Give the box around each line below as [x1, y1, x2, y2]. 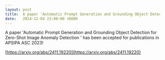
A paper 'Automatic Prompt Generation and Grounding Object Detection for [5, 30, 157, 36]
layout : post [5, 7, 32, 12]
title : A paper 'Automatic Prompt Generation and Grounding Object [5, 12, 148, 17]
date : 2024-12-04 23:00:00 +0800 [5, 16, 78, 21]
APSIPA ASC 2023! [5, 40, 44, 46]
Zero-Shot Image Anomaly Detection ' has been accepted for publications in [5, 35, 160, 40]
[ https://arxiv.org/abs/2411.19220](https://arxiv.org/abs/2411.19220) [5, 49, 141, 55]
